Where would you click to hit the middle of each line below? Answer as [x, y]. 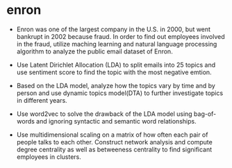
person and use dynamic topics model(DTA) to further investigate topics [120, 93]
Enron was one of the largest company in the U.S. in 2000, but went [114, 29]
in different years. [42, 100]
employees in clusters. [49, 157]
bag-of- [205, 114]
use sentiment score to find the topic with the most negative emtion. [114, 72]
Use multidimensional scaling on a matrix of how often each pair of [112, 135]
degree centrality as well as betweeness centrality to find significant [114, 149]
